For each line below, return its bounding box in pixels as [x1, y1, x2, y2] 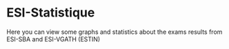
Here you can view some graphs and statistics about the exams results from [6, 28, 223, 36]
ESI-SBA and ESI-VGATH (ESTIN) [6, 35, 101, 43]
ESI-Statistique [6, 5, 95, 21]
